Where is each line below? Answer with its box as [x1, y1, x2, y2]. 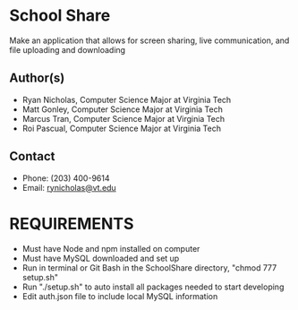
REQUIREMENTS [9, 213, 134, 234]
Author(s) [9, 71, 65, 86]
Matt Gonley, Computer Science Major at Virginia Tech [21, 104, 224, 115]
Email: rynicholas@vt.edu [21, 182, 116, 193]
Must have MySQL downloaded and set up [21, 253, 180, 263]
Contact [9, 149, 55, 164]
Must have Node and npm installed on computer [21, 243, 200, 254]
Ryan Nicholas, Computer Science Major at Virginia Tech [21, 94, 232, 105]
